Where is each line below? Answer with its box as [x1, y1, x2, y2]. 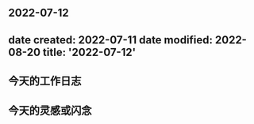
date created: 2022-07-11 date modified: [8, 33, 213, 47]
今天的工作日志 [8, 74, 82, 88]
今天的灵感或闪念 [8, 103, 92, 117]
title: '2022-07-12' [42, 45, 137, 58]
